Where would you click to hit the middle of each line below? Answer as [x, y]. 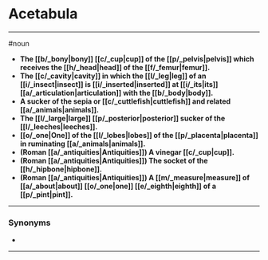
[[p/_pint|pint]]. [46, 194]
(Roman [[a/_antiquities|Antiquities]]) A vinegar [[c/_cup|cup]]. [127, 152]
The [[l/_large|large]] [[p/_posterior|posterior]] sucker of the [122, 118]
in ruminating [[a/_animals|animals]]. [83, 144]
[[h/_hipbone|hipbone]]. [61, 169]
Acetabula [43, 14]
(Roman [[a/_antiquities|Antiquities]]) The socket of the [114, 160]
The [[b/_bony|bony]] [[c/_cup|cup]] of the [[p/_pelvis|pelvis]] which [137, 59]
